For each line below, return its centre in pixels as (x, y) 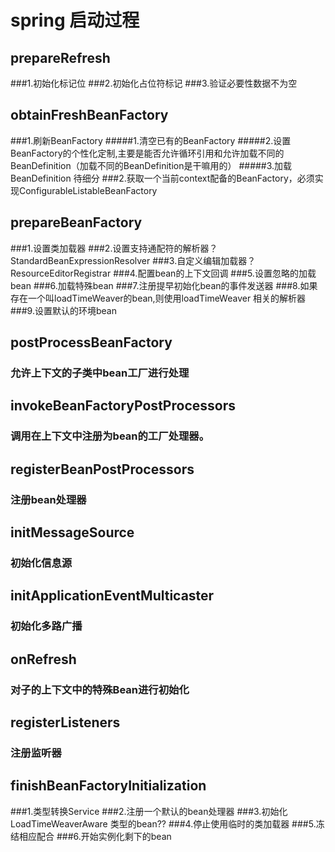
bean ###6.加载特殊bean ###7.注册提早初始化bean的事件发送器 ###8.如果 (164, 285)
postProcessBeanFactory (91, 342)
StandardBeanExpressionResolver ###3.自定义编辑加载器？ (133, 260)
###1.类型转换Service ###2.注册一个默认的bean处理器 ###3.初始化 (149, 811)
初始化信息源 (41, 563)
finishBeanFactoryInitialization (108, 786)
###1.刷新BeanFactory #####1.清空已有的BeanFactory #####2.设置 (151, 140)
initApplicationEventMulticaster (112, 596)
